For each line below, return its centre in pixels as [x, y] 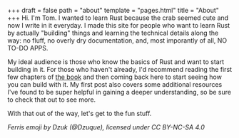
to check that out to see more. [52, 100]
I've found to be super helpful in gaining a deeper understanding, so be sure [119, 92]
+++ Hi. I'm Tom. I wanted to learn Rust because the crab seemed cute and [118, 18]
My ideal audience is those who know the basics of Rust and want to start [116, 62]
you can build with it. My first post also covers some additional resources [115, 84]
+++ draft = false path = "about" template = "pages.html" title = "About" [113, 10]
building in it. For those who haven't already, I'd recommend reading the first [120, 69]
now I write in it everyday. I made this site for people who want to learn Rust [119, 25]
